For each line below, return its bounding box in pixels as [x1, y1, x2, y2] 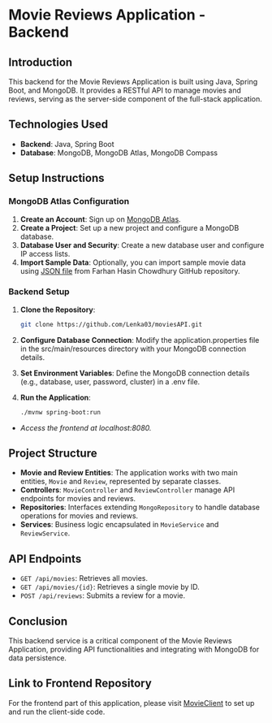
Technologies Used [8, 118, 108, 132]
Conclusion [8, 614, 68, 628]
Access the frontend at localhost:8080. [19, 422, 152, 432]
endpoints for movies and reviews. [19, 494, 136, 504]
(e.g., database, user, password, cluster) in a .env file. [19, 376, 201, 387]
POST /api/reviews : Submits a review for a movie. [19, 591, 186, 600]
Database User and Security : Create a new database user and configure [19, 240, 265, 249]
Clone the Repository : [19, 305, 96, 314]
